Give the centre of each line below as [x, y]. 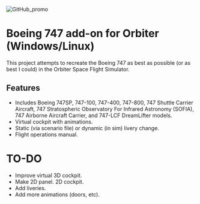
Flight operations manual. [46, 134]
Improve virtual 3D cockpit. [48, 175]
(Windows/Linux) [50, 46]
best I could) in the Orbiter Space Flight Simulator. [68, 69]
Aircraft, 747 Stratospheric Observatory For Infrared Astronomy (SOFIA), [104, 109]
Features [23, 88]
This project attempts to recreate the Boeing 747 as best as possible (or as [98, 62]
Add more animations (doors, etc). [57, 194]
